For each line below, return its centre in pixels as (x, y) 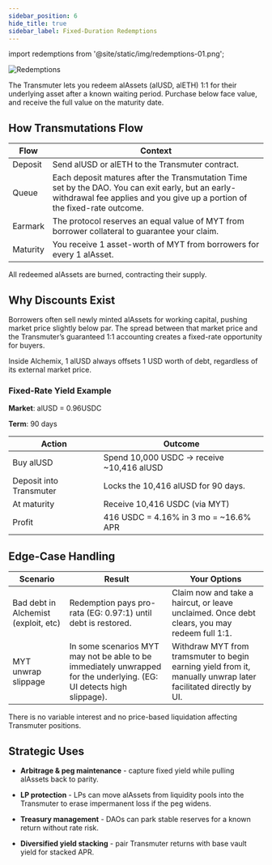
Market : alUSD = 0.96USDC (55, 408)
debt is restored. (100, 623)
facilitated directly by (212, 687)
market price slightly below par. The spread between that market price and (133, 328)
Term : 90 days (33, 424)
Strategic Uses (47, 751)
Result (117, 579)
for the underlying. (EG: (114, 677)
